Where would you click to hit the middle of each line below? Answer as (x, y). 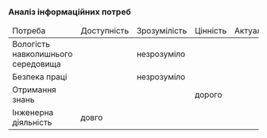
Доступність (105, 31)
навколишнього (43, 54)
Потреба (29, 31)
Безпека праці (40, 77)
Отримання (35, 90)
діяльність (32, 123)
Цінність (211, 31)
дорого (208, 95)
